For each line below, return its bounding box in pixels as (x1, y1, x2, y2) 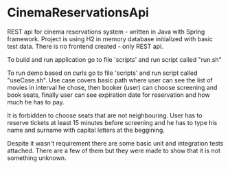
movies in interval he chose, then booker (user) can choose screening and (7, 83, 218, 91)
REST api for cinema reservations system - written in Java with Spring (7, 27, 205, 36)
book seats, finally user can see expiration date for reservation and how (7, 91, 211, 99)
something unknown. (7, 153, 67, 162)
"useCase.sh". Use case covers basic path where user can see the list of (7, 76, 213, 84)
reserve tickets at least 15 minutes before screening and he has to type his (7, 118, 218, 126)
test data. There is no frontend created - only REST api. (7, 42, 163, 50)
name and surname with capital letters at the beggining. (7, 126, 165, 134)
